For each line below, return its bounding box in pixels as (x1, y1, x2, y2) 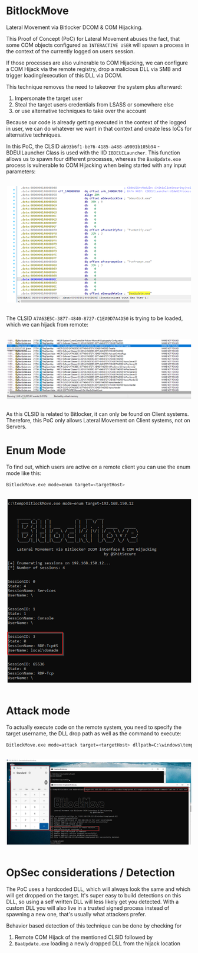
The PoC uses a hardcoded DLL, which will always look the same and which (6, 886, 190, 893)
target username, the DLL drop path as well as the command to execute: (6, 729, 181, 737)
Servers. (6, 423, 27, 430)
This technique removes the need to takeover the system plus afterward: (6, 83, 183, 90)
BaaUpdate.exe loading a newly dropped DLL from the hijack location (14, 939, 181, 947)
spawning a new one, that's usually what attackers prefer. (6, 910, 146, 918)
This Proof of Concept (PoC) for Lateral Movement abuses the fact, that (6, 35, 180, 42)
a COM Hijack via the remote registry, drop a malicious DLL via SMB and (6, 65, 181, 72)
